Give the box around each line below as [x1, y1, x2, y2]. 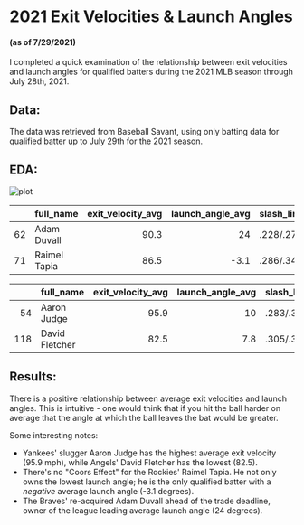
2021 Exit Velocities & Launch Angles [9, 6, 294, 27]
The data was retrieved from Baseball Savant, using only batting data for [9, 127, 280, 137]
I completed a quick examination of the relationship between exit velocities [9, 57, 288, 68]
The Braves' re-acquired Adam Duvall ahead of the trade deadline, [22, 495, 271, 506]
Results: [9, 369, 57, 385]
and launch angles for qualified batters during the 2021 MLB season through [9, 66, 294, 78]
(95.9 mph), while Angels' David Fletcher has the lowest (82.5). [22, 456, 258, 467]
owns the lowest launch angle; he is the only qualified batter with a [22, 476, 271, 487]
